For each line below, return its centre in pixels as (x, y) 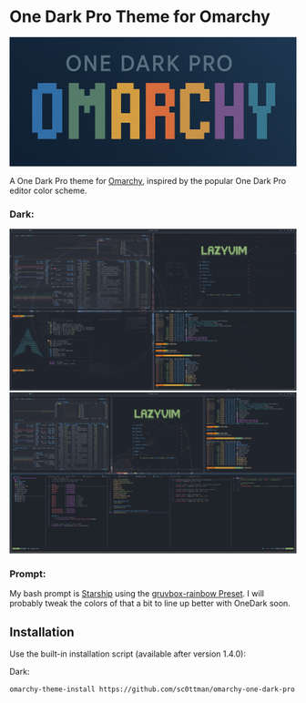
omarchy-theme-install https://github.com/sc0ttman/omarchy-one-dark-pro (153, 689)
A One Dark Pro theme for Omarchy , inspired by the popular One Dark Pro (148, 180)
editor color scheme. (48, 190)
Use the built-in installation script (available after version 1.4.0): (127, 654)
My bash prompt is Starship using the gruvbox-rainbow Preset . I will (137, 594)
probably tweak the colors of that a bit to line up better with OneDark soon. (150, 604)
